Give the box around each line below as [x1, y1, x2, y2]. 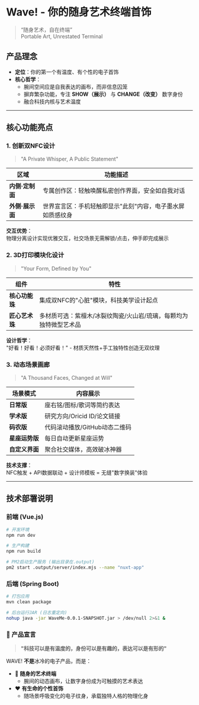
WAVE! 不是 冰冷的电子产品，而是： [6, 658, 92, 665]
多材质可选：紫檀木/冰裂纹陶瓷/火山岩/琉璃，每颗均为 [39, 312, 188, 320]
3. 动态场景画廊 [6, 360, 50, 368]
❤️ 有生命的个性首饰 [14, 685, 64, 692]
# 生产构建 [6, 543, 30, 549]
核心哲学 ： [14, 75, 41, 83]
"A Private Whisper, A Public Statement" [20, 155, 118, 163]
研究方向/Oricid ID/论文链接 [44, 412, 121, 421]
